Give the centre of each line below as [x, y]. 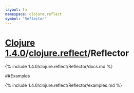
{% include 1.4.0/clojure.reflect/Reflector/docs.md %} [59, 67]
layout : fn [16, 9]
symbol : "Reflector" [26, 19]
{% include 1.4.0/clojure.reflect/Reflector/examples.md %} [64, 85]
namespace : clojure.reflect [34, 14]
